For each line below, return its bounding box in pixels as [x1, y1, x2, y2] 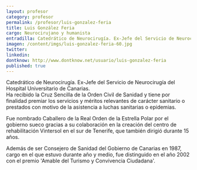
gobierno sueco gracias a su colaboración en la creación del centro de [6, 121, 177, 129]
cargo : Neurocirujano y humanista [6, 30, 91, 36]
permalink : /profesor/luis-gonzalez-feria [6, 19, 111, 25]
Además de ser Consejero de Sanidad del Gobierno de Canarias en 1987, [6, 145, 182, 152]
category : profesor [6, 14, 54, 20]
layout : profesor [6, 8, 49, 15]
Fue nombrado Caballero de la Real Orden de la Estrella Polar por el [6, 115, 169, 122]
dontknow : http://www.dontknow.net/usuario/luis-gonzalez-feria [6, 57, 167, 63]
